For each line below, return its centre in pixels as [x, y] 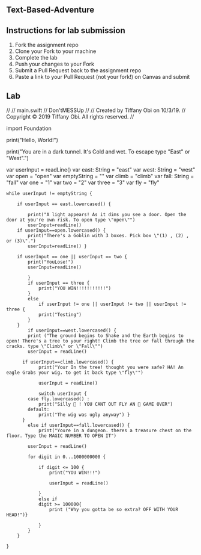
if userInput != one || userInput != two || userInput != [112, 304]
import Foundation [29, 128]
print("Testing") [60, 315]
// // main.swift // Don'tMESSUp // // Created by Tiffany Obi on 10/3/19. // [96, 110]
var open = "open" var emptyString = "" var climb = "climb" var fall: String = [100, 176]
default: [39, 410]
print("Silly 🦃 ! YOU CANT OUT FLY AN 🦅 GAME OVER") [105, 405]
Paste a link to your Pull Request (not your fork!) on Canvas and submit [102, 77]
